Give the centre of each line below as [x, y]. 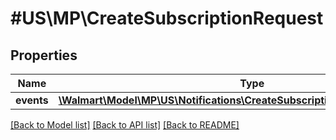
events [32, 100]
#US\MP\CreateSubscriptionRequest [167, 18]
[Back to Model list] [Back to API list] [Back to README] [125, 125]
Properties [44, 55]
